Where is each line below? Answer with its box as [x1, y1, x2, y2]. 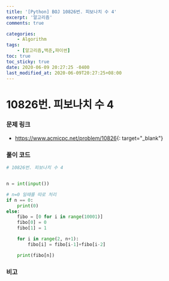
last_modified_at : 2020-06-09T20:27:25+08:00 [6, 70, 122, 76]
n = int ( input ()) [6, 181, 50, 187]
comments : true [6, 20, 44, 26]
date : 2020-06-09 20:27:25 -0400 [6, 64, 90, 70]
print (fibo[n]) [17, 252, 55, 258]
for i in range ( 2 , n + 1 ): [17, 236, 79, 242]
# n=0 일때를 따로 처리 [6, 192, 57, 198]
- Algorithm [17, 37, 47, 43]
